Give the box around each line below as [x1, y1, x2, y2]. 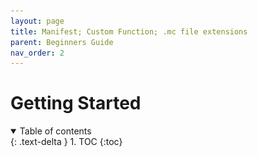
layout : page [10, 16, 65, 26]
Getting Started [10, 92, 142, 115]
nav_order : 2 [10, 48, 65, 58]
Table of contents [19, 125, 92, 137]
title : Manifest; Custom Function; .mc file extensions [10, 26, 248, 37]
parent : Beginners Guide [10, 37, 114, 47]
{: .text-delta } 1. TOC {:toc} [10, 136, 123, 148]
